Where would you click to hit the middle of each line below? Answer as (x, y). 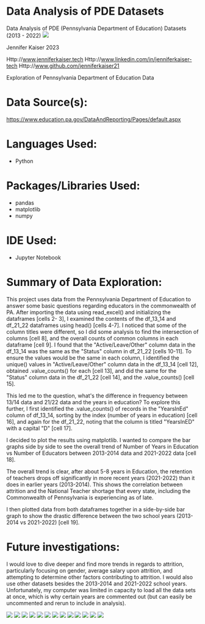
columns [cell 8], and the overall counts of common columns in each (92, 338)
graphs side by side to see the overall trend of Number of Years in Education (103, 446)
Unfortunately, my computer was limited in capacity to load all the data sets (101, 590)
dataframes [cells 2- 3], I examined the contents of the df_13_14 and (91, 318)
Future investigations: (63, 547)
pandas (25, 203)
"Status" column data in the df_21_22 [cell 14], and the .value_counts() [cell (100, 377)
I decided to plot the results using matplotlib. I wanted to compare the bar (99, 440)
